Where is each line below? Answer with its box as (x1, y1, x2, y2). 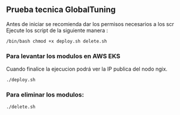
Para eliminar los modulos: (6, 91, 84, 99)
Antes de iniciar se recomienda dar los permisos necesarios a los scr (6, 20, 175, 27)
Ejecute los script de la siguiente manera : (6, 27, 108, 34)
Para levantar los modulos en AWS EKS (6, 52, 121, 60)
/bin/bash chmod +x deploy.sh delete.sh (6, 38, 108, 44)
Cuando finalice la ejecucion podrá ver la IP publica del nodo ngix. (6, 65, 168, 73)
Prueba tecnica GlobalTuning (6, 5, 116, 15)
